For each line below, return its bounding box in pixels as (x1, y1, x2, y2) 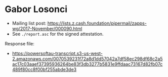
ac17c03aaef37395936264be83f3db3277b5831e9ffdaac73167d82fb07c (12, 61, 163, 67)
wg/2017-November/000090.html (12, 25, 82, 31)
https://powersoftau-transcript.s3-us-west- (12, 50, 103, 56)
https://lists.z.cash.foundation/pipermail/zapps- (47, 20, 147, 26)
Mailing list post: (12, 20, 47, 26)
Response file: (5, 40, 35, 46)
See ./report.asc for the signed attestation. (12, 31, 104, 37)
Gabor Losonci (5, 4, 68, 15)
